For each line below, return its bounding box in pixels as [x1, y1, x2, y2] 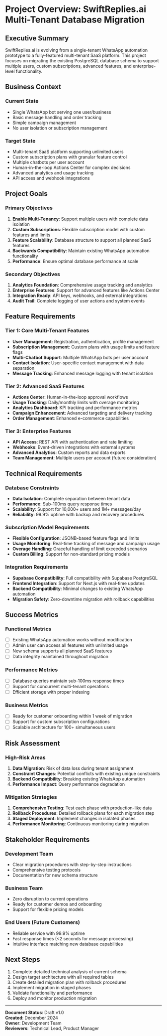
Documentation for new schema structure [12, 872, 98, 878]
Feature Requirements [5, 312, 76, 321]
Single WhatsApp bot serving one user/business [12, 109, 111, 115]
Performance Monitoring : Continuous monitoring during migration [12, 821, 149, 827]
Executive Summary [5, 34, 69, 42]
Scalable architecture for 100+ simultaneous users [12, 724, 116, 731]
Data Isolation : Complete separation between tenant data [12, 495, 131, 501]
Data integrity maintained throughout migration [12, 654, 108, 660]
